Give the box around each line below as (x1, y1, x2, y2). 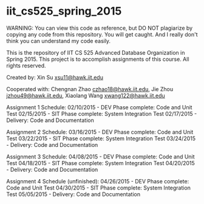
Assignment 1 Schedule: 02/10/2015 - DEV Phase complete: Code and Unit (6, 103, 192, 110)
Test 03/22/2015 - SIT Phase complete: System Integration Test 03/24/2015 (6, 135, 196, 142)
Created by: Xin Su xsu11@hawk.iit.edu (6, 73, 103, 81)
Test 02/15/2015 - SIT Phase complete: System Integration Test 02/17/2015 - (6, 110, 197, 117)
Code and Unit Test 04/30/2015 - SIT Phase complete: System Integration (6, 184, 191, 191)
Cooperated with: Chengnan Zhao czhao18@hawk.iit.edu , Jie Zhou (6, 85, 174, 92)
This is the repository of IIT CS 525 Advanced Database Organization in (6, 49, 185, 56)
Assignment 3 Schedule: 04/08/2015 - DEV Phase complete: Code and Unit (6, 153, 195, 160)
